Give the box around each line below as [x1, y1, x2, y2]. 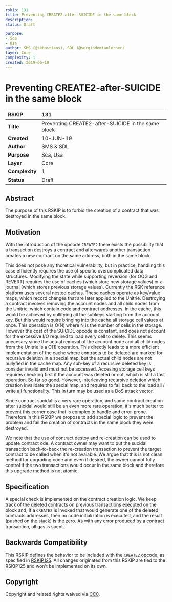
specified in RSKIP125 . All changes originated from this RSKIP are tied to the [5, 557, 165, 564]
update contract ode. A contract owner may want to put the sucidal [5, 440, 147, 446]
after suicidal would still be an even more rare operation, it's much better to [5, 403, 164, 409]
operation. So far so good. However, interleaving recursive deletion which [5, 377, 161, 383]
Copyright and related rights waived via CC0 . [5, 591, 100, 597]
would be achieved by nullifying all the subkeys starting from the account [5, 311, 160, 317]
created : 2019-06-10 [5, 60, 50, 65]
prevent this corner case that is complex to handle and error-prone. [5, 409, 147, 415]
